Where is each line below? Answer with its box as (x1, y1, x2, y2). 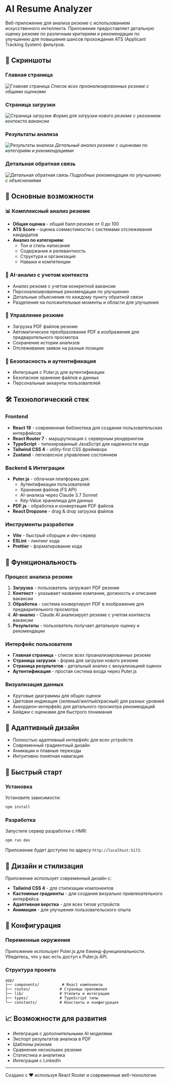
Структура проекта (5, 966, 56, 973)
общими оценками (5, 88, 46, 94)
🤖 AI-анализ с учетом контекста (5, 271, 89, 278)
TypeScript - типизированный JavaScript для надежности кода (12, 440, 149, 447)
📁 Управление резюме (5, 312, 64, 319)
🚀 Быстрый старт (5, 768, 62, 776)
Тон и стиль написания (20, 242, 70, 249)
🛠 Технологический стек (5, 395, 90, 404)
